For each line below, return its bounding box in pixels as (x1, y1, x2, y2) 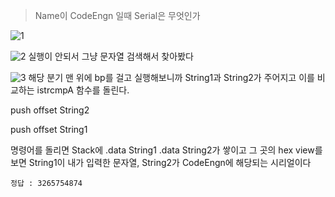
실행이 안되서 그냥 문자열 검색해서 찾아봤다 (28, 50, 194, 62)
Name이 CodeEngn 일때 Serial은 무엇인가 (34, 10, 201, 21)
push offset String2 (10, 104, 90, 116)
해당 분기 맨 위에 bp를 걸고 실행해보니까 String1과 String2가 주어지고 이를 (28, 72, 315, 83)
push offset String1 (10, 124, 88, 135)
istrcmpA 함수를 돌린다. (36, 84, 130, 96)
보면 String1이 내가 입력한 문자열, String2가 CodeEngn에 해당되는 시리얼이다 (10, 157, 312, 168)
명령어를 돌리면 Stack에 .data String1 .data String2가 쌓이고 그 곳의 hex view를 (10, 144, 323, 156)
